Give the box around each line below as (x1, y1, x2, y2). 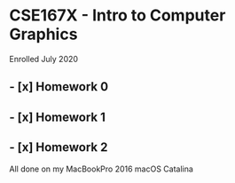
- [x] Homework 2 (9, 139, 108, 155)
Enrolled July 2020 (9, 53, 78, 64)
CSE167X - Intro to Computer (9, 5, 226, 26)
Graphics (9, 24, 78, 44)
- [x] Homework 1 (9, 109, 106, 124)
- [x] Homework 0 (9, 79, 109, 94)
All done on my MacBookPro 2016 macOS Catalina (9, 163, 193, 174)
